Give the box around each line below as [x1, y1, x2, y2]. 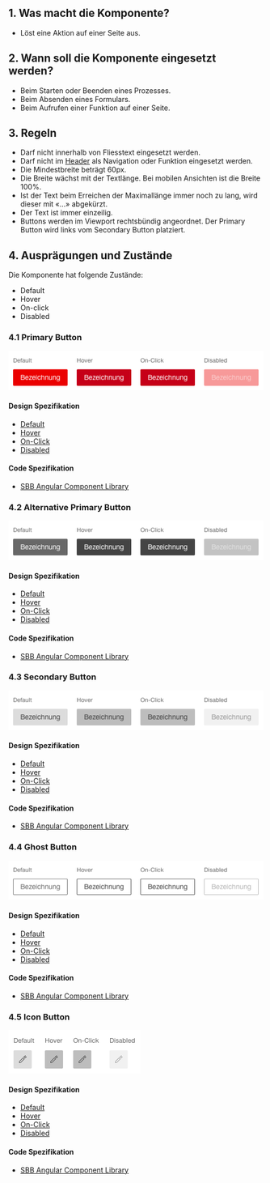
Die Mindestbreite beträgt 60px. [19, 165, 127, 175]
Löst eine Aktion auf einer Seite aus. [19, 28, 141, 37]
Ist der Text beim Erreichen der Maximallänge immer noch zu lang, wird [19, 190, 258, 201]
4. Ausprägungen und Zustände [8, 249, 173, 262]
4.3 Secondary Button [8, 671, 97, 683]
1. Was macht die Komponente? [8, 6, 170, 20]
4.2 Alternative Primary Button [8, 501, 132, 513]
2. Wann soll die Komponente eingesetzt [8, 52, 217, 66]
